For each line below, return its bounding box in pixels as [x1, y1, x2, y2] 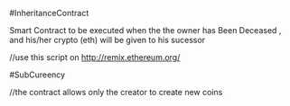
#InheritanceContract [9, 8, 89, 18]
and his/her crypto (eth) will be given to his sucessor [9, 35, 206, 45]
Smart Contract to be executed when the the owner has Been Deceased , [9, 25, 282, 35]
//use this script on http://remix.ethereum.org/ [9, 52, 181, 62]
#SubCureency [9, 69, 66, 80]
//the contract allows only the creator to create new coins [9, 87, 223, 97]
